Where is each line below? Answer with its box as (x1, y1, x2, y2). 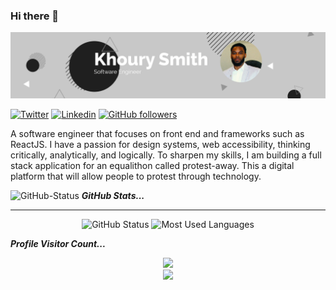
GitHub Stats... (81, 189, 145, 201)
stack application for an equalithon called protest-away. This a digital (10, 159, 295, 171)
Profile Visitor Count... (10, 237, 107, 249)
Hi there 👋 (10, 9, 60, 23)
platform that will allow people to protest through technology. (10, 170, 262, 182)
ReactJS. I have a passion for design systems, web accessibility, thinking (10, 138, 311, 150)
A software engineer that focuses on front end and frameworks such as (10, 127, 305, 139)
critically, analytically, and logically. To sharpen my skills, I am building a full (10, 149, 322, 161)
